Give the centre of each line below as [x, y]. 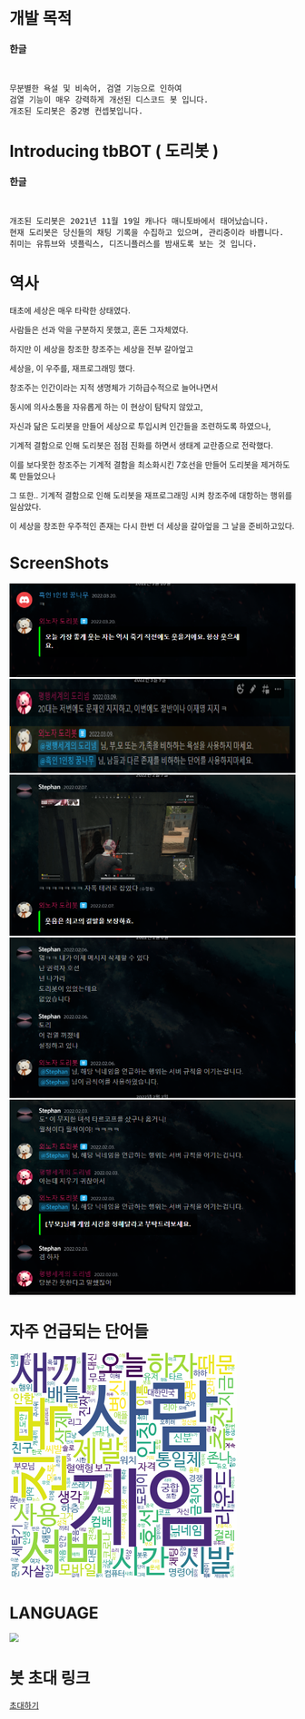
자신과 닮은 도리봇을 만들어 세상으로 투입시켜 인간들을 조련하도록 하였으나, [140, 426]
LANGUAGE [54, 1613]
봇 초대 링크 [50, 1679]
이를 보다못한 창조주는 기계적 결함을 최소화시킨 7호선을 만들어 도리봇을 [134, 465]
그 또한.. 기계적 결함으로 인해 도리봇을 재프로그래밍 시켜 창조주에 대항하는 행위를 [151, 495]
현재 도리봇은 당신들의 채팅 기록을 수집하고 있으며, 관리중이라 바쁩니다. [147, 232]
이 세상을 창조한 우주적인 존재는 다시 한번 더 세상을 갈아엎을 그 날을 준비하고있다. [152, 526]
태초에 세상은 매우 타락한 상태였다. [70, 310]
